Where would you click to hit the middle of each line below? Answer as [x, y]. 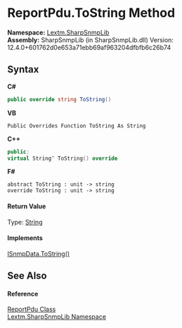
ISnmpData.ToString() [39, 253]
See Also [27, 276]
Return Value [27, 206]
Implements [25, 238]
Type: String [25, 222]
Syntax [23, 69]
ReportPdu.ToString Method [91, 13]
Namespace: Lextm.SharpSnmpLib [58, 32]
